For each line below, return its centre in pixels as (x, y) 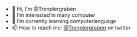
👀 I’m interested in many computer (53, 15)
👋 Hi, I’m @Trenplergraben (44, 9)
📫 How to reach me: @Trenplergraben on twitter (71, 28)
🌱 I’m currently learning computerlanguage (64, 21)
